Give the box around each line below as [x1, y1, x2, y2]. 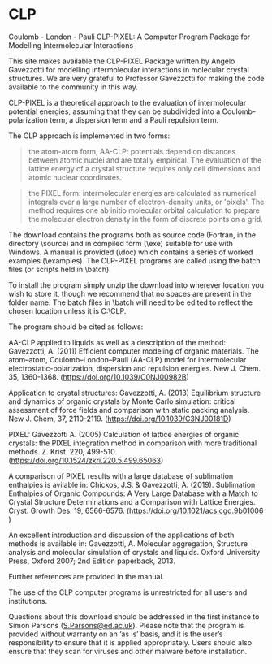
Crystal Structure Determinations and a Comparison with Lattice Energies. [8, 497, 256, 506]
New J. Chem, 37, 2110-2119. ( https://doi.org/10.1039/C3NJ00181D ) [8, 414, 231, 423]
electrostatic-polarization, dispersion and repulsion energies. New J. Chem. [8, 363, 261, 373]
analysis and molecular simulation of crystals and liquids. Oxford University [8, 547, 261, 557]
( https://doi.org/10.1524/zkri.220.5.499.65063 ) [8, 455, 164, 465]
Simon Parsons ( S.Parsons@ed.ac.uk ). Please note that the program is [8, 620, 244, 630]
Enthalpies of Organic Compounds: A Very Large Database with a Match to [8, 488, 258, 498]
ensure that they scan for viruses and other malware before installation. [8, 646, 248, 656]
